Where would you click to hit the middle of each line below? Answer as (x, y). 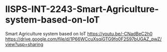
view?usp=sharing (24, 44)
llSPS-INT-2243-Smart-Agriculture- (82, 9)
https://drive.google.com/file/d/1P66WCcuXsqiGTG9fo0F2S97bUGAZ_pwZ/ (83, 39)
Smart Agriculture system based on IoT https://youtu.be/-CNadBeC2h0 (79, 33)
